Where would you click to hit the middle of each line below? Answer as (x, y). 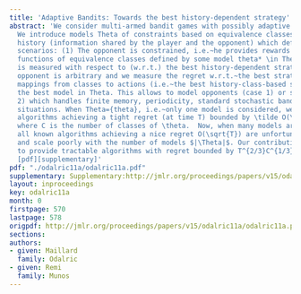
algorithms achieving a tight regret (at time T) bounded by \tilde (148, 117)
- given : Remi (36, 268)
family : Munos (43, 276)
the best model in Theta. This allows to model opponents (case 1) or (152, 92)
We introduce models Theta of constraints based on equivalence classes (156, 34)
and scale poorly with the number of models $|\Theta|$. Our (134, 143)
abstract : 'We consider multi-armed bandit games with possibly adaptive (150, 26)
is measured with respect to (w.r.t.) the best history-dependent (144, 68)
